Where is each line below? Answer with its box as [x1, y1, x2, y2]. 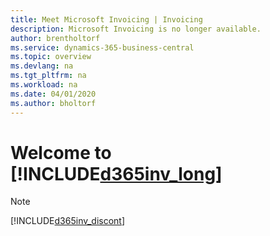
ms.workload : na [10, 80, 78, 90]
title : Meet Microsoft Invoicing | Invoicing [10, 14, 203, 25]
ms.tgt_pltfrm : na [10, 71, 87, 81]
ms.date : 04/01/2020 [10, 89, 97, 99]
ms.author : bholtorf [10, 98, 97, 108]
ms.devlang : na [10, 61, 74, 71]
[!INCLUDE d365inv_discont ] [10, 215, 126, 227]
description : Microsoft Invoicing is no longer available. [10, 24, 262, 34]
